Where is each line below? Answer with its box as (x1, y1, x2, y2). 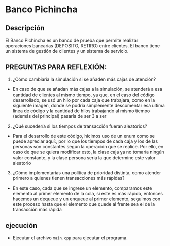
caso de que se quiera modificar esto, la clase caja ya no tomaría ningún (12, 149, 164, 155)
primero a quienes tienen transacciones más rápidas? (12, 175, 125, 181)
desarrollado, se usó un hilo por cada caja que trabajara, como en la (12, 97, 155, 103)
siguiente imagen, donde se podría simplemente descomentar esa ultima (12, 102, 165, 108)
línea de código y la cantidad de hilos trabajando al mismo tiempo (12, 108, 150, 114)
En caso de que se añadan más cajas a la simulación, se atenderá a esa (12, 86, 162, 92)
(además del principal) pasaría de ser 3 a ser (12, 113, 107, 119)
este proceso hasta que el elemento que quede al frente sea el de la (12, 201, 155, 207)
